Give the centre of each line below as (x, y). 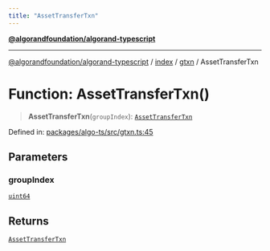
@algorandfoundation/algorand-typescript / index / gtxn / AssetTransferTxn (133, 62)
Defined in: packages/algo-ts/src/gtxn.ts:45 (81, 132)
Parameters (38, 157)
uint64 (19, 196)
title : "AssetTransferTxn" (53, 16)
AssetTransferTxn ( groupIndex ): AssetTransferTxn (110, 116)
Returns (29, 221)
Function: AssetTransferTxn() (109, 94)
